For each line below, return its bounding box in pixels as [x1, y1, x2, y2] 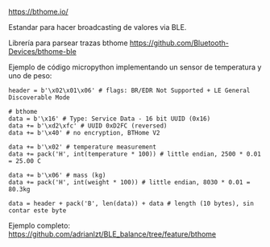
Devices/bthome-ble [8, 47, 77, 56]
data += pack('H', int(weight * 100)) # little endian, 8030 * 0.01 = [8, 178, 251, 186]
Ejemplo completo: [8, 221, 71, 230]
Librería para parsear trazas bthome [8, 38, 128, 48]
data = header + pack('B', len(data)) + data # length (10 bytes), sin [8, 199, 254, 207]
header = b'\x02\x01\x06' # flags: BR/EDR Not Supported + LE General [8, 86, 251, 94]
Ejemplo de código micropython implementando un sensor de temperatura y [8, 62, 262, 72]
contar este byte [8, 207, 67, 215]
